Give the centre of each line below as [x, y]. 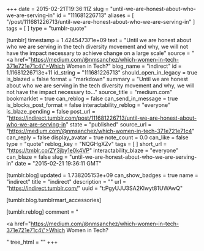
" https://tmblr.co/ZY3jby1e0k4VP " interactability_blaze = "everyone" [93, 150]
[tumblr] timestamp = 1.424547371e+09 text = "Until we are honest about [99, 40]
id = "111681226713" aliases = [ [95, 15]
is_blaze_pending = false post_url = [51, 111]
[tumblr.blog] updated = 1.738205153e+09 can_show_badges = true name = [103, 175]
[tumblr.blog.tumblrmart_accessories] [54, 200]
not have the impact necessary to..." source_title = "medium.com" [89, 92]
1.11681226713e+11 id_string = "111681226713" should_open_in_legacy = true [102, 72]
